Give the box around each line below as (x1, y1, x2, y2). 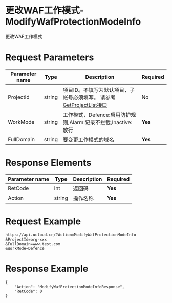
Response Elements (5, 157, 92, 169)
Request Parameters (5, 52, 94, 63)
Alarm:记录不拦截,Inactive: (69, 119, 133, 126)
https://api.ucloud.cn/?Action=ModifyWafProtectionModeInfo (5, 232, 137, 237)
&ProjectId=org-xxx (5, 236, 47, 242)
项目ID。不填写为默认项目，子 (62, 86, 135, 93)
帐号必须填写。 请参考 (62, 94, 116, 101)
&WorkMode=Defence (5, 246, 45, 251)
